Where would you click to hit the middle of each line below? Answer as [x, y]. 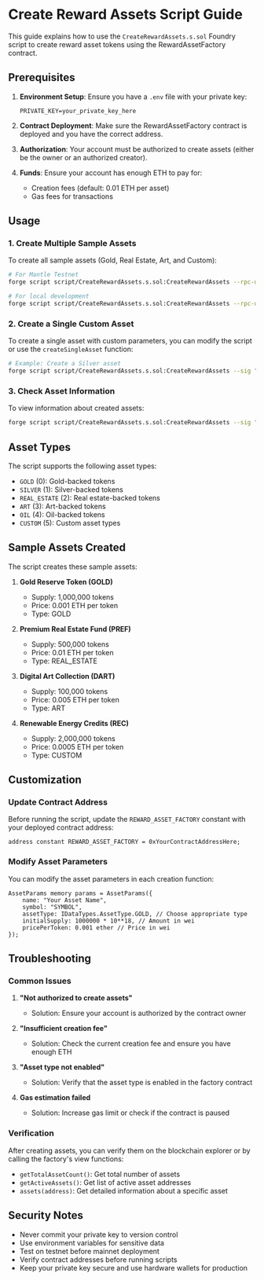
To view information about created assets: [76, 408]
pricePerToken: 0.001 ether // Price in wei [96, 928]
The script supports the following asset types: [82, 466]
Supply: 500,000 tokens [70, 644]
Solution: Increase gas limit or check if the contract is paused [130, 1113]
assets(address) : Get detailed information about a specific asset [123, 1190]
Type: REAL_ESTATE [64, 661]
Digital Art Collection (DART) [67, 676]
